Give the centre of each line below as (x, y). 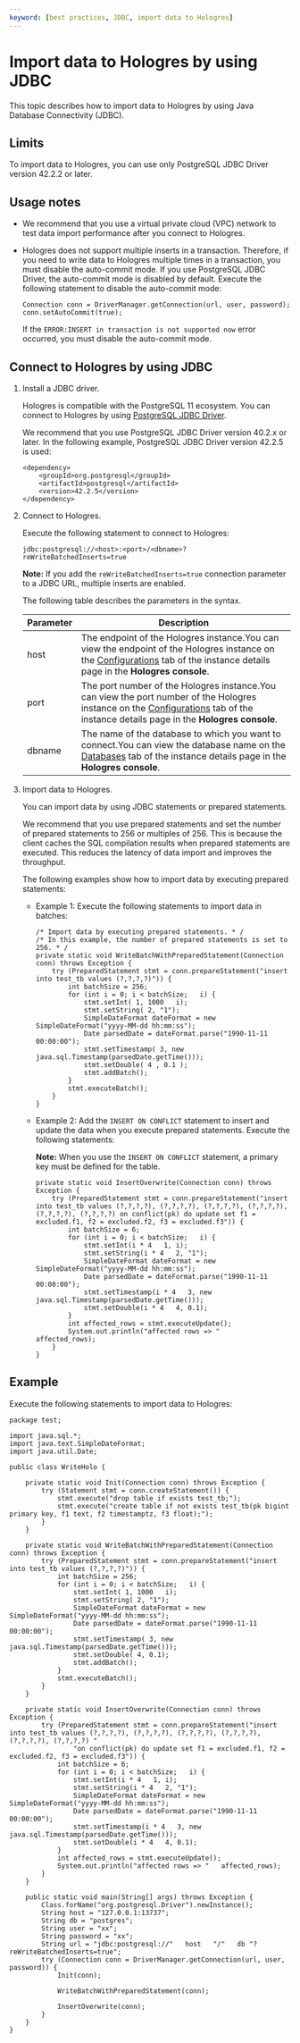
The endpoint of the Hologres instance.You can (180, 638)
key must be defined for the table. (98, 1166)
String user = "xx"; (79, 1928)
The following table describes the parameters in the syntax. (132, 601)
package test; (36, 1420)
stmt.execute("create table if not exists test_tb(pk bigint (173, 1506)
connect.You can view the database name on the (183, 745)
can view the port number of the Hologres (169, 697)
